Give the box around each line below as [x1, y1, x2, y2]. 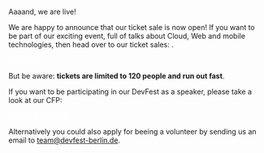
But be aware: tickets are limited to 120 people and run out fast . [8, 71, 225, 80]
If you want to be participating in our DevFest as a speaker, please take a [8, 87, 253, 96]
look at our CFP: [8, 96, 63, 104]
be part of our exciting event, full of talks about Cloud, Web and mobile [8, 32, 246, 40]
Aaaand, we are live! [8, 7, 76, 16]
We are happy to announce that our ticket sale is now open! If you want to [8, 23, 256, 32]
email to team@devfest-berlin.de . [8, 135, 120, 145]
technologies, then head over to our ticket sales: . [8, 40, 174, 49]
